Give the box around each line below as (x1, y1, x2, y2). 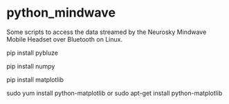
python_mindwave (6, 5, 116, 21)
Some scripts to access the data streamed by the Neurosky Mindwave (6, 28, 207, 36)
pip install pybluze (6, 49, 58, 57)
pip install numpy (6, 62, 55, 70)
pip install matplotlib (6, 75, 64, 84)
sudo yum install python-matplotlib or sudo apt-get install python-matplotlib (6, 89, 223, 97)
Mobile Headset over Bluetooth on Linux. (6, 35, 122, 43)
